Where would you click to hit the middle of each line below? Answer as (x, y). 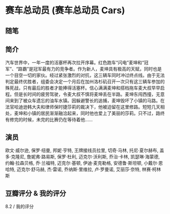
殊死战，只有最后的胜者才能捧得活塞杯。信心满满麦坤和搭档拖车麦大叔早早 (83, 88)
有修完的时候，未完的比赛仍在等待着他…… (49, 120)
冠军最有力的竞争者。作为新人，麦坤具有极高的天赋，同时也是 (97, 69)
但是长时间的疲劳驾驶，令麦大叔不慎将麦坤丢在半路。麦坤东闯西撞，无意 (89, 94)
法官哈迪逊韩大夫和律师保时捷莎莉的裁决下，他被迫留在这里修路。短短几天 (83, 107)
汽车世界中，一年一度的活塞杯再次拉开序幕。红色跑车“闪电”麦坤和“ (75, 63)
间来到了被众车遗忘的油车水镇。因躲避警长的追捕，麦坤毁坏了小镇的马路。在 (85, 101)
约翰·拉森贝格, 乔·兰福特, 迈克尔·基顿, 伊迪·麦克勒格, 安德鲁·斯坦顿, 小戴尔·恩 (84, 163)
